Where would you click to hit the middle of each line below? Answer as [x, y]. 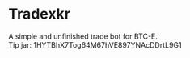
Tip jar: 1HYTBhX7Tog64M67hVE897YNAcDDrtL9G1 [95, 44]
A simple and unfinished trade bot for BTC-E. [83, 36]
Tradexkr [40, 14]
